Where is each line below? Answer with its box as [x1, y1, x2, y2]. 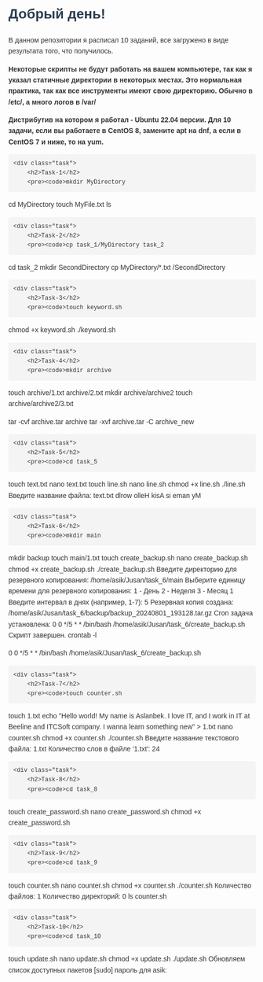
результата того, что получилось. [8, 46, 114, 56]
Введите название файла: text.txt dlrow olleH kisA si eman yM [8, 491, 202, 500]
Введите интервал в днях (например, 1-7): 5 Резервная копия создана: [8, 597, 234, 607]
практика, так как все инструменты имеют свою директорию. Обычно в [8, 87, 253, 95]
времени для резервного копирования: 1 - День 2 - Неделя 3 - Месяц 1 [8, 587, 234, 596]
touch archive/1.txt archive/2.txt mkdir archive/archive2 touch [8, 388, 193, 397]
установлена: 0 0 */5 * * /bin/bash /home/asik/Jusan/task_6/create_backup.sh [8, 619, 246, 629]
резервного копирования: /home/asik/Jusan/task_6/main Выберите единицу [8, 576, 246, 585]
